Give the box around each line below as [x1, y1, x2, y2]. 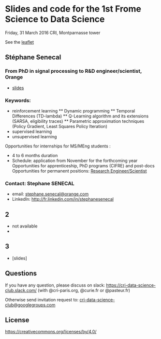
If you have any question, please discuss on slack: [5, 282, 105, 288]
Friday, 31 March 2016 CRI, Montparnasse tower [5, 30, 101, 35]
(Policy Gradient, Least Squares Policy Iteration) [12, 123, 108, 129]
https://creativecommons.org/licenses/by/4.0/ [5, 329, 97, 335]
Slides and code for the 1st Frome [5, 3, 142, 15]
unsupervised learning [12, 133, 57, 139]
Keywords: [5, 97, 31, 104]
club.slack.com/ [5, 287, 37, 293]
